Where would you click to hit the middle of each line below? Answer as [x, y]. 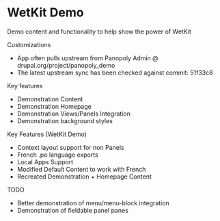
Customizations [29, 44]
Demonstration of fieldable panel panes [72, 210]
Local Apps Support [45, 161]
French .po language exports [57, 155]
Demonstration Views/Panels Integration [74, 114]
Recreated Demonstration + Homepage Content [84, 177]
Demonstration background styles [65, 120]
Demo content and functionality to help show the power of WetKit [99, 31]
